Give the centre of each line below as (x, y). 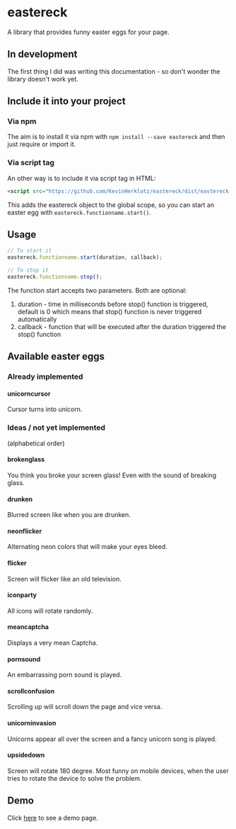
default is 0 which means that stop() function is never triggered (110, 311)
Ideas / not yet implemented (57, 428)
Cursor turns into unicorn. (45, 409)
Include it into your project (66, 101)
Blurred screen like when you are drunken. (69, 515)
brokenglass (26, 460)
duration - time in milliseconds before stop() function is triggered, (113, 304)
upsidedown (26, 755)
